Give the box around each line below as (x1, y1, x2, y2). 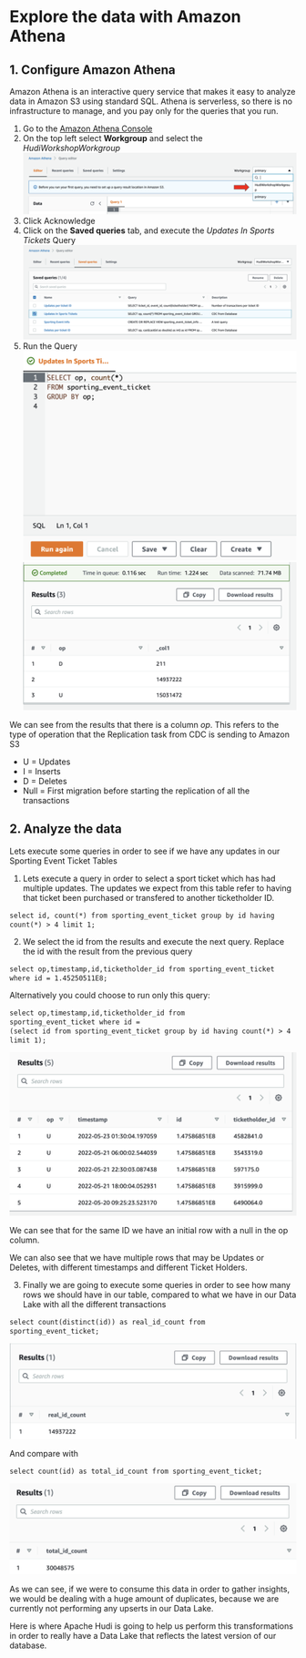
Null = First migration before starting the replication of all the (22, 785, 250, 796)
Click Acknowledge (22, 215, 96, 226)
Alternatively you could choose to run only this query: (9, 989, 211, 1000)
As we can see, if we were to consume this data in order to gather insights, (9, 1583, 291, 1595)
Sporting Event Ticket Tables (9, 855, 118, 866)
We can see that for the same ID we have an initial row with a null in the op (9, 1225, 289, 1235)
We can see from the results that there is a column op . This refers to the (9, 719, 280, 730)
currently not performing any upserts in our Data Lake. (9, 1603, 214, 1614)
